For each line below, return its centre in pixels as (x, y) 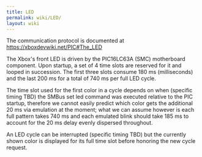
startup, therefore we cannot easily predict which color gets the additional (100, 103)
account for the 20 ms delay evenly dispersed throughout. (80, 123)
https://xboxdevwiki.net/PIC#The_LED (54, 47)
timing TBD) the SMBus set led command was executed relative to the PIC (99, 97)
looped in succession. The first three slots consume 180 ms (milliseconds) (100, 72)
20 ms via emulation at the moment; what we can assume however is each (100, 110)
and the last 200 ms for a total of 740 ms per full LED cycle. (81, 78)
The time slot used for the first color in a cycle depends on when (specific (99, 90)
